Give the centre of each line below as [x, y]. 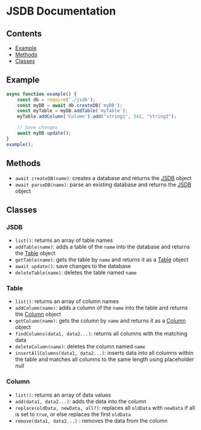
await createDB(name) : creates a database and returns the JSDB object [103, 178]
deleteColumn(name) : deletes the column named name [80, 346]
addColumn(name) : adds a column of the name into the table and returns [101, 308]
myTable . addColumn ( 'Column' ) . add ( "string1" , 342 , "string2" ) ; [97, 116]
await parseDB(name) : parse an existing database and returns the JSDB [103, 184]
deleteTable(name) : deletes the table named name [76, 273]
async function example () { [42, 94]
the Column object [38, 314]
